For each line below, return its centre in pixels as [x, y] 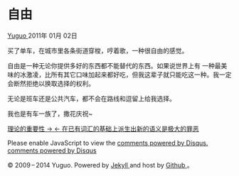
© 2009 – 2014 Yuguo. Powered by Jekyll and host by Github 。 [100, 165]
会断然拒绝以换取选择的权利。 [51, 83]
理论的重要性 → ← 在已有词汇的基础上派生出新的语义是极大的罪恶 [103, 128]
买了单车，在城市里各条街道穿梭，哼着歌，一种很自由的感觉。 [98, 50]
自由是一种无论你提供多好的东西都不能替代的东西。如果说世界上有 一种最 [114, 65]
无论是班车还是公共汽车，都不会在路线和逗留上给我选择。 [91, 98]
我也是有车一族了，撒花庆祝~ [50, 114]
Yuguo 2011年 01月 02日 [42, 35]
